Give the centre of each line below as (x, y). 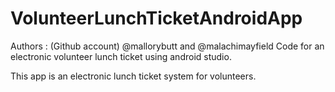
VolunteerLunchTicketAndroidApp (156, 18)
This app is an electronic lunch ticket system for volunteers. (133, 76)
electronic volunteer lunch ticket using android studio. (121, 56)
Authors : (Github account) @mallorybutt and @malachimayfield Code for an (167, 46)
